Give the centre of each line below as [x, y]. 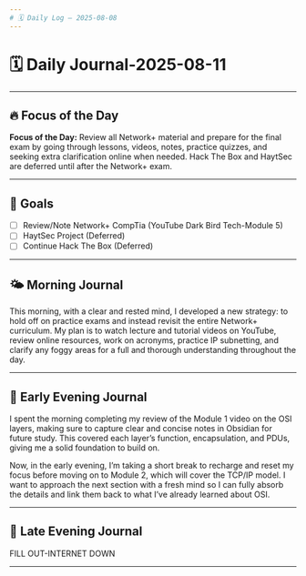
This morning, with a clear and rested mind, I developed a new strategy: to [149, 311]
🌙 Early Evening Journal [78, 397]
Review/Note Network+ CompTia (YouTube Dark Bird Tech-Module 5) [153, 226]
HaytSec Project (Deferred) [74, 236]
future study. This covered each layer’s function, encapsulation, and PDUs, [150, 438]
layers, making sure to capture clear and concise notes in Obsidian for [141, 428]
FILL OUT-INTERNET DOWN [62, 553]
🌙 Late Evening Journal [76, 532]
